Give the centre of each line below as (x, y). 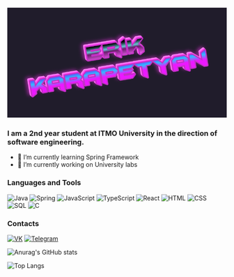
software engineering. (46, 142)
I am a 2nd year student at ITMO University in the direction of (112, 133)
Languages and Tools (44, 183)
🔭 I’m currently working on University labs (77, 165)
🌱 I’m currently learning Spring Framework (78, 157)
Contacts (23, 223)
